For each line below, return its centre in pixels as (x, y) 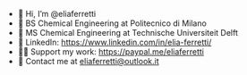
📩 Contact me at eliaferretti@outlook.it (88, 61)
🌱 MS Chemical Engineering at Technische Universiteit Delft (128, 33)
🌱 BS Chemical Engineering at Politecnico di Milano (112, 23)
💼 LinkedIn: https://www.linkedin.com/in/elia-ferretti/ (115, 42)
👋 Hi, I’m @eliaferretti (57, 14)
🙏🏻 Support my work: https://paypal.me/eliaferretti (111, 52)
